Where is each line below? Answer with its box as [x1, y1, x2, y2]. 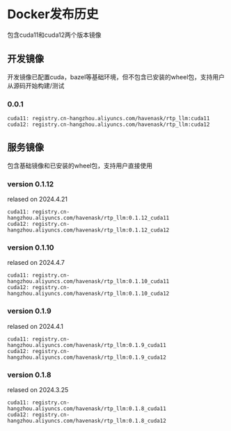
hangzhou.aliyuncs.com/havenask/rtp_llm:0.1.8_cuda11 [7, 405, 167, 412]
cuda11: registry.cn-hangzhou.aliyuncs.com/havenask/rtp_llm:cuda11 [7, 115, 210, 122]
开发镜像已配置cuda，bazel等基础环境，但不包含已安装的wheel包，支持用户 [7, 72, 225, 81]
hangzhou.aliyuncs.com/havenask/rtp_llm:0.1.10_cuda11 [7, 278, 170, 285]
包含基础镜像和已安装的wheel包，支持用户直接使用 [7, 161, 153, 170]
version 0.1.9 [7, 307, 52, 316]
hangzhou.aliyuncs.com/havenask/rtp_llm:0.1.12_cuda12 [7, 227, 170, 234]
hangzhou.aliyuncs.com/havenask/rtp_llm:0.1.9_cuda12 [7, 354, 167, 361]
